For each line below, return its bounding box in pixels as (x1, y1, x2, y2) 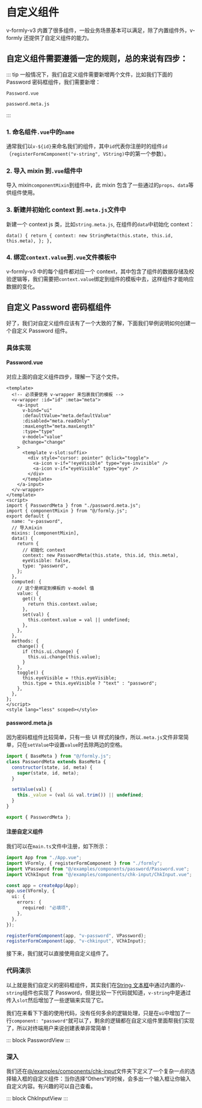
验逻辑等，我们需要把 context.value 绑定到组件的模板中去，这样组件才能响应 (6, 275, 194, 283)
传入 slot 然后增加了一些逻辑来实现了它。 (6, 996, 107, 1004)
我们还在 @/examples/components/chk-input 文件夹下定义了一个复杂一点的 (6, 1067, 191, 1075)
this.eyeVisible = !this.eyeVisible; (22, 674, 117, 681)
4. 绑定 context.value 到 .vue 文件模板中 (6, 253, 117, 261)
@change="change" (22, 439, 66, 445)
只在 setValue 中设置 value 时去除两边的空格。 (16, 741, 126, 749)
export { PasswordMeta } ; (6, 814, 71, 820)
